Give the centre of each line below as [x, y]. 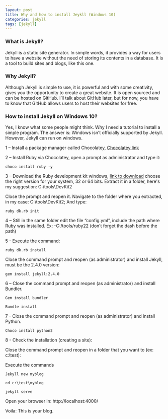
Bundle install [21, 307]
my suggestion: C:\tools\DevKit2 [39, 187]
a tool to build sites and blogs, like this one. [50, 63]
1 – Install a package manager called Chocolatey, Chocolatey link [72, 148]
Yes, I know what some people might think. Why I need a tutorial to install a [83, 127]
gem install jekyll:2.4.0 [32, 274]
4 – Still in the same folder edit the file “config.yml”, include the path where [82, 221]
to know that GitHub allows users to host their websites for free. [71, 103]
